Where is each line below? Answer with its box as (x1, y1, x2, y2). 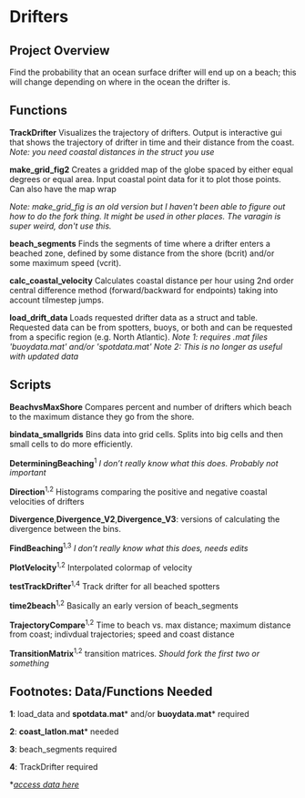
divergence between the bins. (9, 523, 121, 534)
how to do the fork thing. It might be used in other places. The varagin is (9, 210, 281, 221)
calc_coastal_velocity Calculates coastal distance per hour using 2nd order (9, 275, 294, 286)
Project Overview (9, 43, 110, 58)
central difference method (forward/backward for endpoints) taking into (9, 284, 279, 295)
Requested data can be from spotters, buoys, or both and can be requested (9, 322, 293, 332)
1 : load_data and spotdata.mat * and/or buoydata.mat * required (9, 708, 250, 719)
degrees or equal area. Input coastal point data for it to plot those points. (9, 173, 282, 184)
